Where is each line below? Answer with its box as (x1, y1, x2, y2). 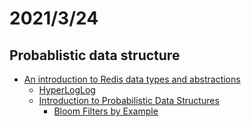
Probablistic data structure (9, 47, 181, 64)
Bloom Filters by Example (53, 105, 159, 117)
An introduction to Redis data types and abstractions (23, 73, 241, 85)
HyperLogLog (38, 84, 96, 96)
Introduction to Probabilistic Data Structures (38, 95, 220, 106)
